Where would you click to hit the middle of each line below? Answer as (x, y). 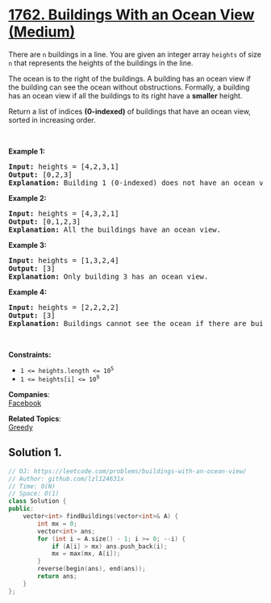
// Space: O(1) (34, 494)
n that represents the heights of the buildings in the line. (101, 63)
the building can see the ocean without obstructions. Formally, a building (129, 87)
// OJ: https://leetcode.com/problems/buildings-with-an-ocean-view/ (128, 471)
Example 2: (27, 198)
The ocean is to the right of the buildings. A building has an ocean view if (130, 78)
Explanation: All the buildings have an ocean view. (115, 229)
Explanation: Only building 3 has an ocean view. (108, 276)
